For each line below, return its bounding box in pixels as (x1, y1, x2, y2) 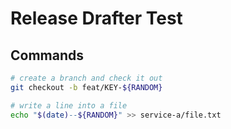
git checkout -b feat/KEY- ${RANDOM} (10, 82, 163, 92)
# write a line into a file (10, 100, 128, 111)
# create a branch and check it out (10, 73, 163, 83)
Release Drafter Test (10, 7, 183, 30)
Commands (10, 47, 85, 64)
